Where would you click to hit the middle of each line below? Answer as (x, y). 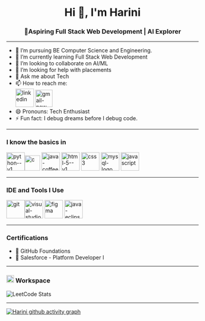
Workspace (33, 281)
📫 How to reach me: (41, 83)
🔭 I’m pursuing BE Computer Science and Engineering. (84, 51)
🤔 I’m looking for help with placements (63, 70)
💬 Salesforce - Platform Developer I (59, 258)
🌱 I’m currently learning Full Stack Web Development (81, 57)
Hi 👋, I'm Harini (103, 13)
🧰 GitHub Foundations (43, 251)
